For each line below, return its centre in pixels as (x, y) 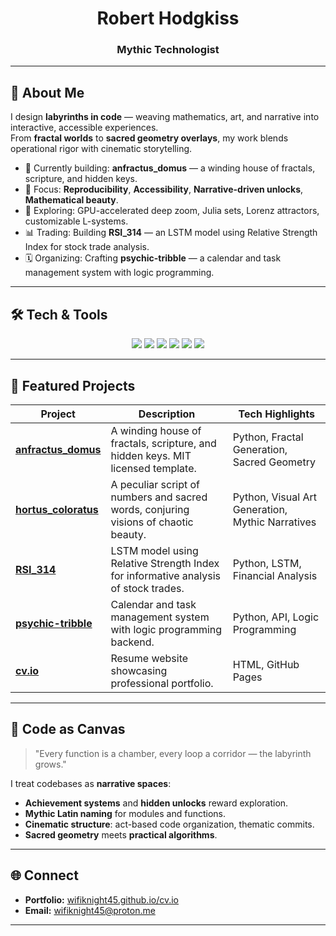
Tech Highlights (277, 414)
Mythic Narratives (274, 522)
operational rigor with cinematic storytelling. (101, 149)
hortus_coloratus (57, 509)
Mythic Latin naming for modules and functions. (125, 813)
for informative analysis (165, 575)
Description (167, 414)
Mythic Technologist (168, 50)
